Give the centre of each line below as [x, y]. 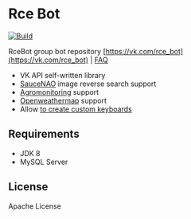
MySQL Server [44, 162]
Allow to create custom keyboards [76, 109]
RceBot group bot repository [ [57, 51]
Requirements [44, 134]
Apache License [35, 206]
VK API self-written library [62, 75]
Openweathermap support [63, 100]
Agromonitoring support [59, 92]
